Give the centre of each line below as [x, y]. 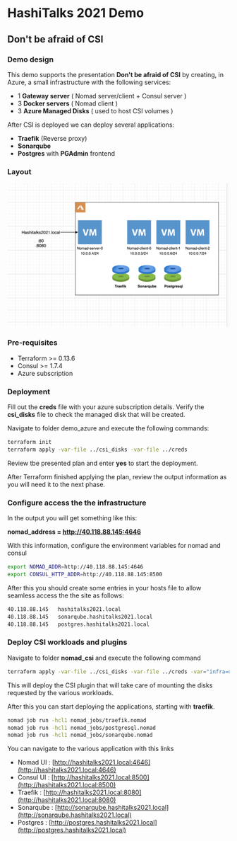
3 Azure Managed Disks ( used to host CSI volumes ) [95, 110]
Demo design [31, 59]
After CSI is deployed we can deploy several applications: [91, 125]
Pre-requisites [32, 343]
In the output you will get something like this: [72, 518]
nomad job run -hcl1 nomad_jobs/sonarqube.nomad [80, 735]
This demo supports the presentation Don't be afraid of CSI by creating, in [116, 74]
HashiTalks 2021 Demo [76, 13]
